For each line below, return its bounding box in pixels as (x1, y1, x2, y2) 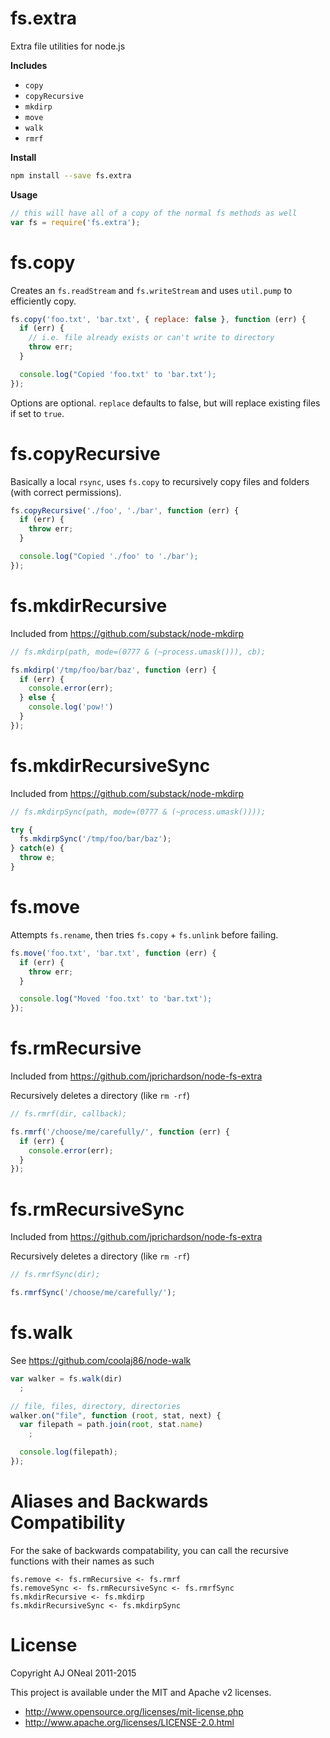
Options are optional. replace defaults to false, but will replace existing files (10, 397, 321, 409)
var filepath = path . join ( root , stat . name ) (19, 1420, 203, 1430)
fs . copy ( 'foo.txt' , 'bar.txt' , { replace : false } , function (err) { (10, 314, 307, 324)
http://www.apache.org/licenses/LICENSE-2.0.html (24, 1716, 235, 1728)
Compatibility (10, 1512, 126, 1534)
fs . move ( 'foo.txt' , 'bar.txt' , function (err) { (10, 948, 217, 958)
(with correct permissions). (10, 486, 122, 498)
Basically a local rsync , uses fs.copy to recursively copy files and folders (10, 475, 310, 487)
